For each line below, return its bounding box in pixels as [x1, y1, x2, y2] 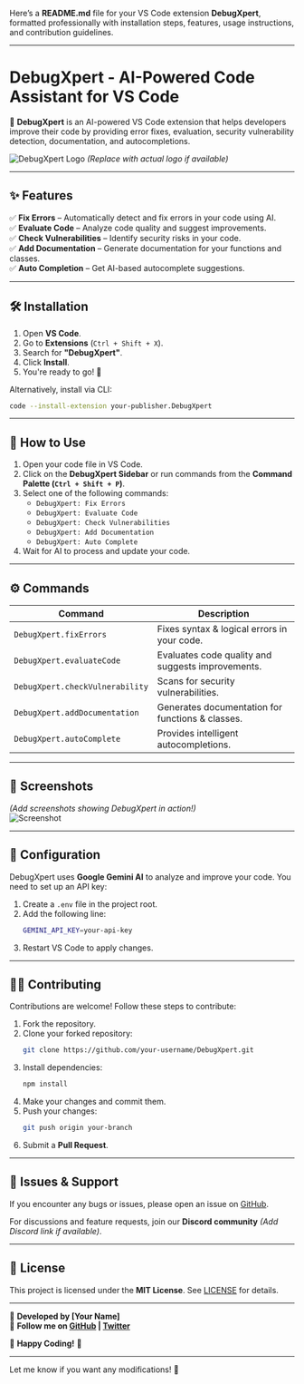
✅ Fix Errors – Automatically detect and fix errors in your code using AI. [9, 212, 277, 223]
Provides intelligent [157, 727, 239, 740]
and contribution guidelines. [9, 27, 114, 37]
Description [197, 608, 250, 620]
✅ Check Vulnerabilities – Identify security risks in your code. [9, 232, 242, 243]
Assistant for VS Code [9, 86, 180, 107]
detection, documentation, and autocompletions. [9, 135, 191, 146]
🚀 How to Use [9, 434, 86, 450]
